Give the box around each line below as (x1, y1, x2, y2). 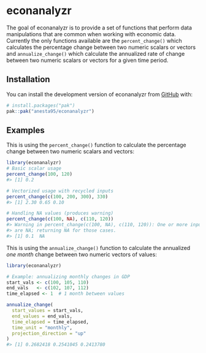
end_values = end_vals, (12, 313, 72, 319)
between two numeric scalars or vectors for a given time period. (6, 56, 169, 64)
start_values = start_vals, (12, 308, 84, 314)
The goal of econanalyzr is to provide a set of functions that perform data (6, 24, 192, 31)
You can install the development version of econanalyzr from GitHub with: (6, 90, 193, 98)
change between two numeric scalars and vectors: (6, 148, 135, 155)
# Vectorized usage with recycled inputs (6, 188, 114, 194)
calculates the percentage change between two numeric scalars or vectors (6, 44, 196, 51)
